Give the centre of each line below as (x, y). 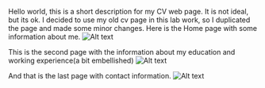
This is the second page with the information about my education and (122, 52)
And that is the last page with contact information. (90, 76)
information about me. (44, 36)
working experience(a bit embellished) (71, 60)
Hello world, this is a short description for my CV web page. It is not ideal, (129, 11)
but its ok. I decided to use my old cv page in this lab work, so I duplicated (129, 20)
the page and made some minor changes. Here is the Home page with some (133, 28)
